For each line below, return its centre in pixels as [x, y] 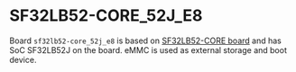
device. [23, 59]
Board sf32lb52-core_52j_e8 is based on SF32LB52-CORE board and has [145, 40]
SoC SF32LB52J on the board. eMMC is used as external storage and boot [148, 49]
